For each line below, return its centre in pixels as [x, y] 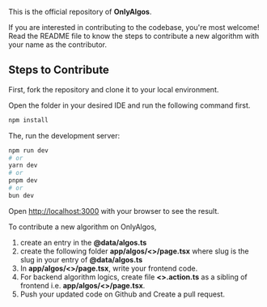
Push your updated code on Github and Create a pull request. [122, 294]
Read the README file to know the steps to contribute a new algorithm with [134, 36]
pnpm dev [23, 181]
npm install [28, 120]
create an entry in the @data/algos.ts [83, 242]
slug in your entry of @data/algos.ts [81, 259]
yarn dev [23, 165]
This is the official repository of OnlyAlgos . [80, 12]
